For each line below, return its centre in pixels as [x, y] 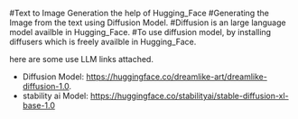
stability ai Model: [55, 96]
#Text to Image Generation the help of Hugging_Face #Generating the [139, 13]
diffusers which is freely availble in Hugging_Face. [103, 41]
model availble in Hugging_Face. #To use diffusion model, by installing [140, 32]
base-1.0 [39, 105]
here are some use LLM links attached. [81, 59]
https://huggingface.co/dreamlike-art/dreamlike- [177, 77]
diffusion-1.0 [46, 86]
